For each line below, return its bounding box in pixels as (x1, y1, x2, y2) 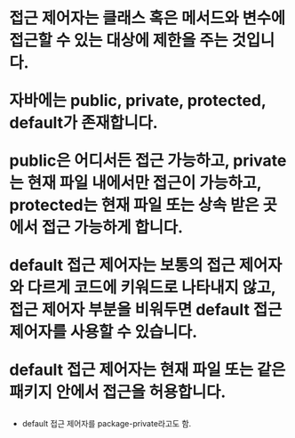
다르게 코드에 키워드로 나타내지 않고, (27, 278, 276, 298)
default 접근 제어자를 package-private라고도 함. (21, 418, 192, 429)
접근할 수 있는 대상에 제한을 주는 (9, 30, 228, 51)
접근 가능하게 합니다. (41, 217, 184, 238)
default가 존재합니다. (9, 113, 158, 134)
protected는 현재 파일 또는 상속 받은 (9, 195, 259, 215)
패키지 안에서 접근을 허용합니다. (9, 382, 227, 402)
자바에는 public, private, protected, (9, 91, 267, 111)
